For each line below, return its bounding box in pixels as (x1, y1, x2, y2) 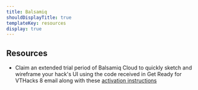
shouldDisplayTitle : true (6, 14, 71, 21)
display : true (6, 25, 42, 32)
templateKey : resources (6, 20, 67, 26)
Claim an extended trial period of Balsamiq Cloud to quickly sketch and (15, 64, 193, 71)
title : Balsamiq (6, 8, 47, 15)
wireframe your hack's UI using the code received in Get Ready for (15, 71, 182, 78)
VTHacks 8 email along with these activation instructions (15, 77, 157, 85)
